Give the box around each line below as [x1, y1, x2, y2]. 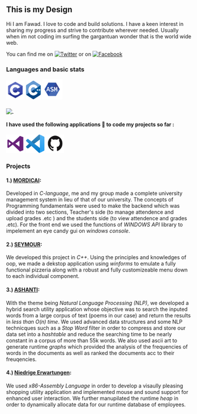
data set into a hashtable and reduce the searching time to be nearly [6, 330, 172, 337]
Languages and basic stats [6, 65, 85, 73]
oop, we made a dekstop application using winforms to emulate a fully [6, 260, 176, 267]
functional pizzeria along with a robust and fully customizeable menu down [6, 266, 188, 273]
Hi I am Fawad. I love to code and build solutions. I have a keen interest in [6, 20, 184, 27]
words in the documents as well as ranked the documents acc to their [6, 349, 175, 356]
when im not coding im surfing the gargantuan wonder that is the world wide [6, 32, 192, 40]
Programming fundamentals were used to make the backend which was [6, 203, 180, 210]
